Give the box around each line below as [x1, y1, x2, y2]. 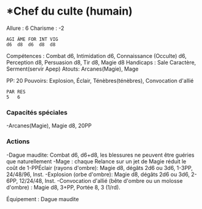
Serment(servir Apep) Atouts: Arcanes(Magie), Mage [6, 65, 139, 73]
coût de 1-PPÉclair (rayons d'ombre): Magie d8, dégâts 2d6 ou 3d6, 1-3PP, [6, 164, 193, 171]
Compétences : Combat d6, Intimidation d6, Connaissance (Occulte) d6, [6, 52, 187, 59]
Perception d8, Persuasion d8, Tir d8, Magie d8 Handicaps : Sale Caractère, [6, 58, 197, 66]
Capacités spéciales [6, 108, 68, 116]
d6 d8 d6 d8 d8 [6, 41, 56, 48]
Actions [6, 137, 30, 146]
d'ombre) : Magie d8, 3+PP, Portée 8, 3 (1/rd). [6, 183, 120, 191]
